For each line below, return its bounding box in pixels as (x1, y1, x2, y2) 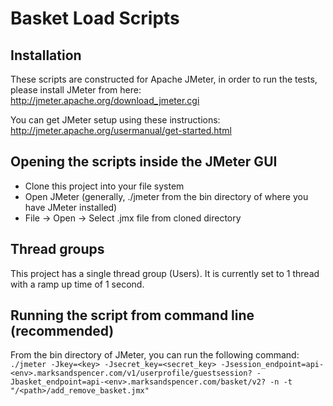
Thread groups (10, 241, 105, 258)
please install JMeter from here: (10, 84, 142, 96)
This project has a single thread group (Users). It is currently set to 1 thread (10, 267, 320, 279)
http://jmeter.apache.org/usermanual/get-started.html (10, 125, 232, 136)
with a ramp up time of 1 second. (10, 278, 145, 290)
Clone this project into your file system (24, 180, 185, 192)
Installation (10, 47, 82, 64)
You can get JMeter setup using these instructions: (10, 114, 221, 126)
